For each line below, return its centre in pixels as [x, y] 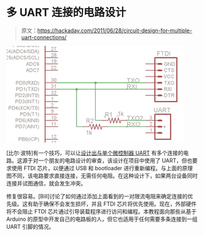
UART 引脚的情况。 [30, 226]
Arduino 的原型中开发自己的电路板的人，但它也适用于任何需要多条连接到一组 [102, 219]
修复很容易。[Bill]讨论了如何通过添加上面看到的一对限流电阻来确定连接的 [97, 196]
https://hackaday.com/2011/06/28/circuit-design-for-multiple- [115, 30]
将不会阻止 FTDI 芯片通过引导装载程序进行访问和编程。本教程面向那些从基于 [102, 211]
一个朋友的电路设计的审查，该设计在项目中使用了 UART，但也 [115, 160]
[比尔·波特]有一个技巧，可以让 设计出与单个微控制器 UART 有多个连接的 [95, 153]
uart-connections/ [44, 37]
